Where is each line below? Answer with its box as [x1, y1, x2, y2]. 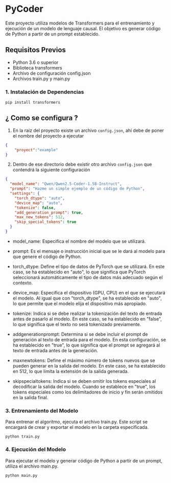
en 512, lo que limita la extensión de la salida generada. [12, 368, 129, 374]
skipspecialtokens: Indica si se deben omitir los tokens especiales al [12, 378, 156, 384]
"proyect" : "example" [14, 147, 58, 152]
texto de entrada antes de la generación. [12, 347, 99, 353]
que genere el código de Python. [12, 254, 82, 260]
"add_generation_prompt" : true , [14, 210, 83, 215]
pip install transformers [5, 100, 60, 105]
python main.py [5, 473, 38, 478]
